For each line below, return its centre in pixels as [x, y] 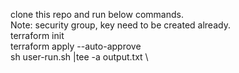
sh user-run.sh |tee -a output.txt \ [79, 57]
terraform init [37, 35]
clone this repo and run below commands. [97, 14]
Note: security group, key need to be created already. [120, 25]
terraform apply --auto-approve [76, 46]
